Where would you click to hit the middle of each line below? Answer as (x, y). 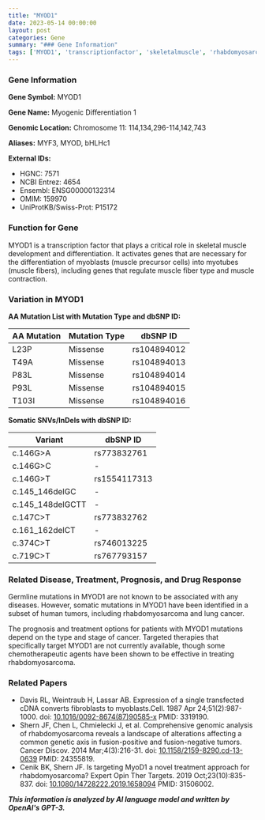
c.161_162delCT (44, 530)
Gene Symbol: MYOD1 (45, 97)
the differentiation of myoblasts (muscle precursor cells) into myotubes (123, 262)
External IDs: (30, 158)
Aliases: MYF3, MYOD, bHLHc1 (59, 143)
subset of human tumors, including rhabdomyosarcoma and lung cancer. (126, 614)
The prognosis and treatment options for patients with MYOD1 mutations (125, 629)
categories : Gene (37, 38)
